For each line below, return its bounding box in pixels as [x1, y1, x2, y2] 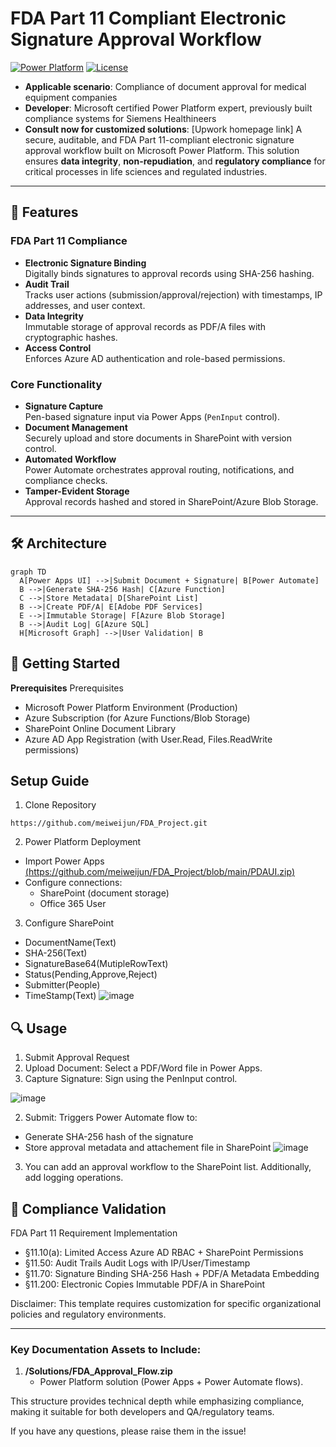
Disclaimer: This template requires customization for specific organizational [10, 1297, 322, 1309]
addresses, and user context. [24, 299, 146, 311]
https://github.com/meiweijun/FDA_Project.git [10, 818, 208, 829]
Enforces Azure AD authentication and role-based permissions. [24, 352, 286, 364]
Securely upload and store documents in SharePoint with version [24, 432, 293, 444]
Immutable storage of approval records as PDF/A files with [24, 320, 267, 332]
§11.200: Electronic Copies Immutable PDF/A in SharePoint [24, 1278, 266, 1290]
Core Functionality [10, 377, 103, 391]
